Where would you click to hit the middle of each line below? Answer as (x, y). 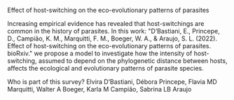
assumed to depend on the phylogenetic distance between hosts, (133, 61)
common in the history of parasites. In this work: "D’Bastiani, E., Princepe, (114, 31)
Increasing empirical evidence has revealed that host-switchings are (106, 23)
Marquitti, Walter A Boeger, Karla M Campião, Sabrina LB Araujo (99, 89)
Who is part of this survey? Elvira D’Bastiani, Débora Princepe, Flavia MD (112, 82)
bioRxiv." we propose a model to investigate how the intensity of (100, 53)
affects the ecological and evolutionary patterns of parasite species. (106, 68)
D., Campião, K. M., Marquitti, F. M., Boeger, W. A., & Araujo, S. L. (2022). (112, 38)
